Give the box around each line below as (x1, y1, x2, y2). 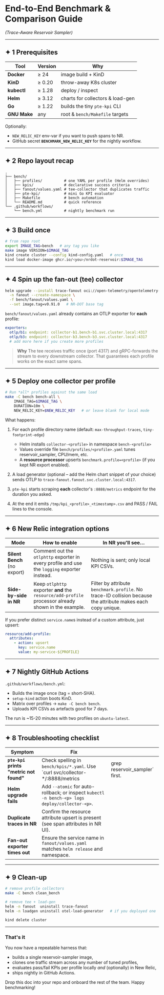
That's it (5, 933, 25, 940)
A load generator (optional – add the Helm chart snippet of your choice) (12, 471, 156, 477)
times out (7, 849, 30, 856)
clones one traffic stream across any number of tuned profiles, (12, 959, 138, 965)
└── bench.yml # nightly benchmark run (14, 208, 115, 213)
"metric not (7, 768, 35, 775)
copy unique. (91, 604, 121, 611)
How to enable (42, 539, 77, 546)
